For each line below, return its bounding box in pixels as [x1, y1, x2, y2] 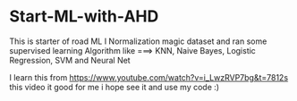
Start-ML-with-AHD [9, 6, 159, 27]
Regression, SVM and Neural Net [9, 55, 132, 65]
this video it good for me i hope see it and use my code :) [9, 81, 220, 92]
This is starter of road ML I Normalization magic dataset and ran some [9, 36, 267, 46]
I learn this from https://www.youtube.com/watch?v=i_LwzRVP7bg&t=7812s [9, 72, 289, 82]
